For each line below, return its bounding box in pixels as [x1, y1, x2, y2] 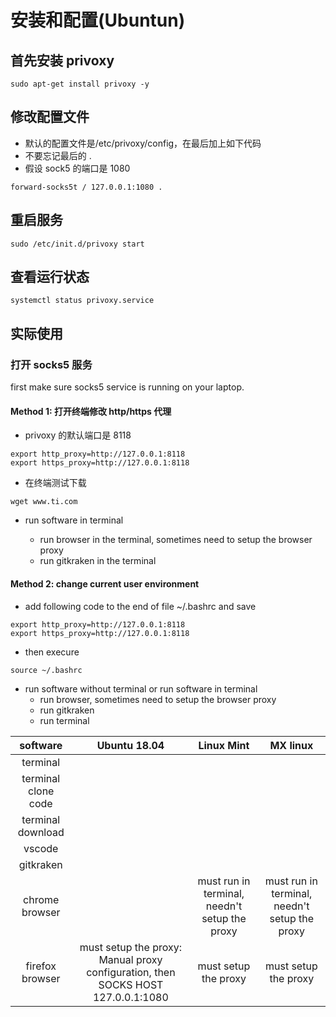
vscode [23, 841, 59, 855]
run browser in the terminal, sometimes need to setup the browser [39, 534, 313, 546]
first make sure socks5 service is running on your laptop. [10, 381, 245, 393]
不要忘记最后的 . [24, 149, 92, 161]
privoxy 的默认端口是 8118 [24, 429, 132, 441]
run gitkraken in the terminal [39, 555, 157, 567]
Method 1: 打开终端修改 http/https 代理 [10, 405, 172, 417]
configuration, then [86, 965, 176, 979]
